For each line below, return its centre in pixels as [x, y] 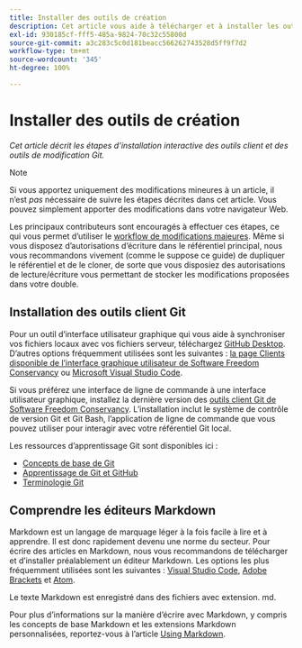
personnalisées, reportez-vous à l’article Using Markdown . [118, 634]
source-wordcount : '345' [56, 59]
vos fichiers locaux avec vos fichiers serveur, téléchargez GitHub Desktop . [147, 343]
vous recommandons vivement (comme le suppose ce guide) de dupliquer [147, 255]
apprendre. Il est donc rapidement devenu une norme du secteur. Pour [140, 542]
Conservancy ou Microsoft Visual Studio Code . [96, 372]
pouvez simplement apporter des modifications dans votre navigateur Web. [149, 209]
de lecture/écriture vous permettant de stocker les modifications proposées [150, 274]
